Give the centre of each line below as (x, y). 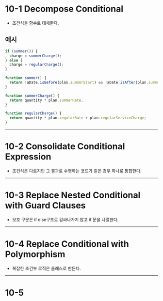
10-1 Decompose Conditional (64, 9)
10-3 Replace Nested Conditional (73, 195)
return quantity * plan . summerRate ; (46, 100)
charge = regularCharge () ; (37, 65)
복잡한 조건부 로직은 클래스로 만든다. (46, 268)
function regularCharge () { (33, 113)
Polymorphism (35, 254)
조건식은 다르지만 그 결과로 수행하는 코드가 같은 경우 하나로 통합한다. (77, 171)
